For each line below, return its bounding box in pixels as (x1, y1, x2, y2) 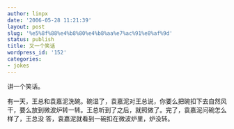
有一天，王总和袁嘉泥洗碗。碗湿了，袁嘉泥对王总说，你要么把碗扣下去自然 (7, 97, 221, 105)
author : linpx (7, 10, 49, 17)
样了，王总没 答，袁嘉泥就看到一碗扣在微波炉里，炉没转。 (7, 114, 174, 123)
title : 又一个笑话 (7, 43, 56, 50)
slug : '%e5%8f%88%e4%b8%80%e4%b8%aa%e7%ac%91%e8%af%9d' (7, 29, 173, 37)
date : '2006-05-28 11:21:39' (7, 17, 92, 24)
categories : (7, 56, 42, 63)
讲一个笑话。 (7, 82, 44, 91)
